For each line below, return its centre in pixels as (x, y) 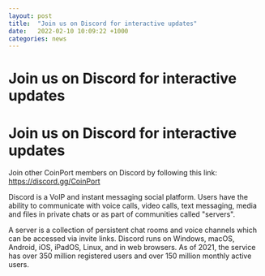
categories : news (38, 39)
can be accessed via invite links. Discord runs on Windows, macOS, (122, 239)
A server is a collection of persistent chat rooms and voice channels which (133, 230)
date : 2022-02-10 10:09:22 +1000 (68, 31)
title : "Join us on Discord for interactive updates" (103, 24)
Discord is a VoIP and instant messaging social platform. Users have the (128, 197)
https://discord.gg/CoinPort (54, 181)
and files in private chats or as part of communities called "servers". (122, 214)
